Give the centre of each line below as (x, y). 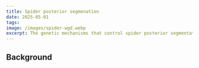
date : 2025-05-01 (28, 17)
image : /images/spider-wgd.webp (46, 28)
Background (29, 57)
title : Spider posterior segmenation (53, 11)
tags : (13, 22)
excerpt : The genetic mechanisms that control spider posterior (87, 33)
